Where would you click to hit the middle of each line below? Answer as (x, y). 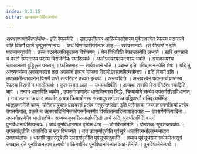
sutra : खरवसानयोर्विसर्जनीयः (32, 17)
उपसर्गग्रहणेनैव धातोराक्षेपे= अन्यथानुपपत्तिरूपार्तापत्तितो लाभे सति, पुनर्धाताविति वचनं (81, 118)
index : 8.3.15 (23, 11)
